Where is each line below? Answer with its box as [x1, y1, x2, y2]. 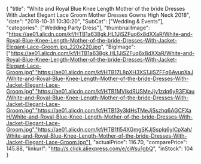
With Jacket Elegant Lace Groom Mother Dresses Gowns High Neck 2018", [6, 11, 190, 19]
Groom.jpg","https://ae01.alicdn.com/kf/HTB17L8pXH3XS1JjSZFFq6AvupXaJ [6, 69, 194, 75]
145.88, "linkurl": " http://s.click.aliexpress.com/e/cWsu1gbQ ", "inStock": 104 [6, 145, 193, 152]
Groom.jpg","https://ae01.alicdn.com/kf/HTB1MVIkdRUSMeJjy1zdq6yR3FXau [6, 88, 195, 95]
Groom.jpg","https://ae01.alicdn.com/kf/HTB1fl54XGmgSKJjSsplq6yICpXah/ [6, 126, 193, 133]
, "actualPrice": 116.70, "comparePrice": [90, 139, 187, 145]
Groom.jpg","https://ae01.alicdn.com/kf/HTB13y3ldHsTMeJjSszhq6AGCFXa [6, 107, 191, 114]
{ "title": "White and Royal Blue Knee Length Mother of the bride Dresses [6, 5, 185, 12]
